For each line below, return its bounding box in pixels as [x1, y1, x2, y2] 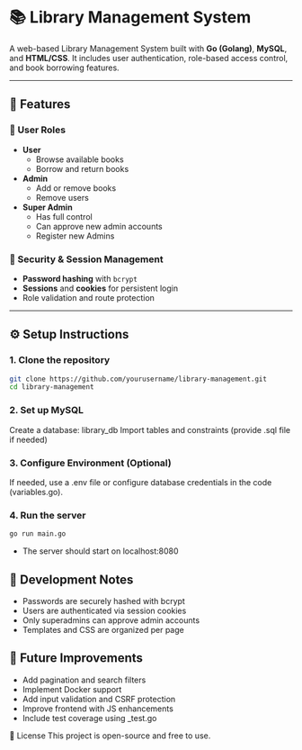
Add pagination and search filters [22, 674, 147, 685]
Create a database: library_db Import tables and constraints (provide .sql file [9, 424, 291, 435]
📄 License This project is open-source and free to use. [9, 730, 211, 741]
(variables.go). [9, 486, 63, 497]
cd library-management [9, 383, 94, 392]
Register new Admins [35, 230, 115, 241]
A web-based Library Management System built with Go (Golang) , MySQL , [9, 42, 288, 54]
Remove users [35, 192, 90, 203]
